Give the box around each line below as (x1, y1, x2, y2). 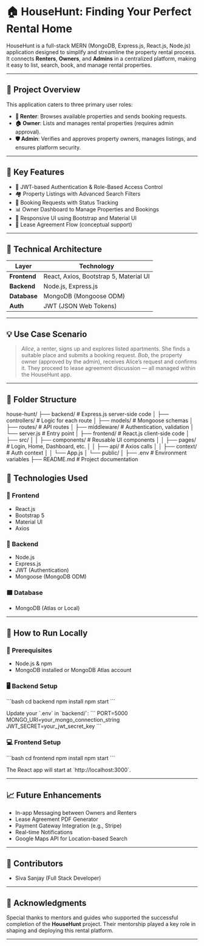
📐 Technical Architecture (6, 244, 102, 254)
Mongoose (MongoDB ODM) (15, 572, 87, 580)
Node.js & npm (15, 660, 53, 667)
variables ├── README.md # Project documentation (6, 456, 138, 462)
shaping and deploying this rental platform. (6, 927, 114, 934)
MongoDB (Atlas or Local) (15, 605, 80, 612)
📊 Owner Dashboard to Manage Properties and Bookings (15, 205, 159, 213)
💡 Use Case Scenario (6, 329, 87, 339)
